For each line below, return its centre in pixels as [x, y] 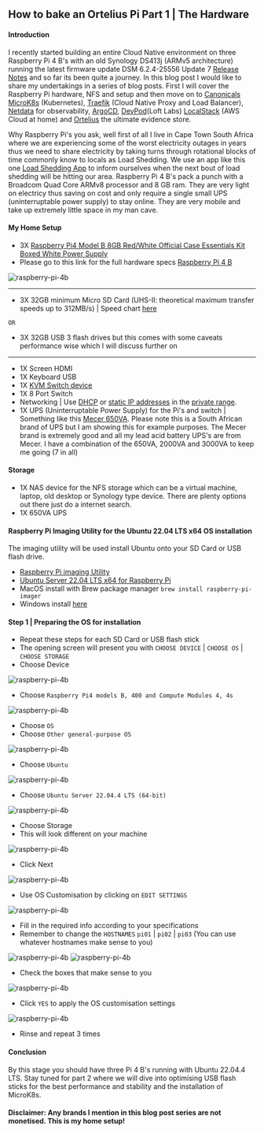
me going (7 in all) [49, 452]
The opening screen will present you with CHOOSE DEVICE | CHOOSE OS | [131, 648]
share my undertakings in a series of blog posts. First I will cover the [119, 85]
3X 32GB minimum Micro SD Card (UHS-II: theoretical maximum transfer [137, 299]
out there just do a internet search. [75, 504]
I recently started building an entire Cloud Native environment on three [122, 52]
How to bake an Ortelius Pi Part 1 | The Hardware [129, 15]
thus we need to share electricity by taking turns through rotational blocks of [132, 151]
